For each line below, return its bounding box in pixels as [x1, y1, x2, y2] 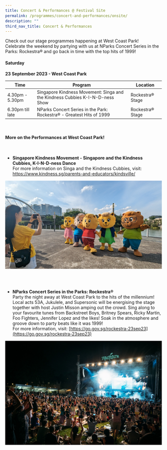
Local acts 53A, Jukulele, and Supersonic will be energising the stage [12, 299, 155, 305]
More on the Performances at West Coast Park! [5, 134, 105, 140]
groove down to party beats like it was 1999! [12, 320, 103, 326]
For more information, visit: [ [12, 325, 71, 331]
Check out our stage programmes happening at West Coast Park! [5, 38, 139, 44]
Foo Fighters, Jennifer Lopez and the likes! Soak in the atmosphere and [12, 315, 159, 321]
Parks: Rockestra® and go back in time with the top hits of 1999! [5, 49, 136, 55]
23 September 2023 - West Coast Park [5, 71, 87, 77]
